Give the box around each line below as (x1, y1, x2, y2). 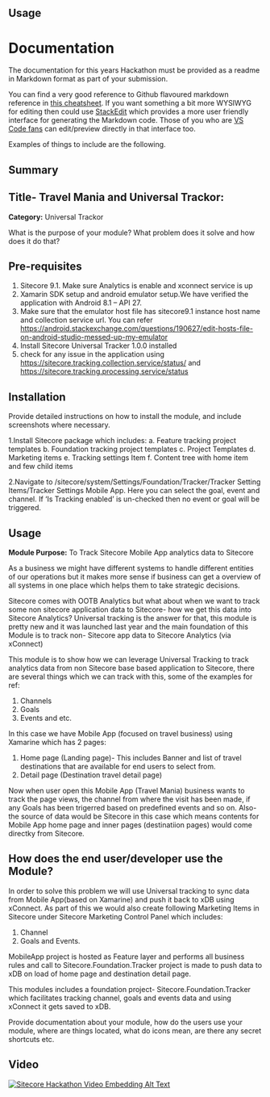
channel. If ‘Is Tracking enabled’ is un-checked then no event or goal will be (8, 494, 260, 504)
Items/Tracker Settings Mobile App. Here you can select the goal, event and (8, 486, 260, 496)
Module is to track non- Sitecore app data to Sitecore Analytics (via (8, 630, 231, 640)
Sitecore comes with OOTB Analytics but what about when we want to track (8, 596, 260, 605)
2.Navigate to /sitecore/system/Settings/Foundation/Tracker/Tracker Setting (8, 477, 261, 487)
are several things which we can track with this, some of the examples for (8, 672, 253, 681)
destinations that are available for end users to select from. (19, 761, 216, 771)
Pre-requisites (8, 259, 82, 273)
